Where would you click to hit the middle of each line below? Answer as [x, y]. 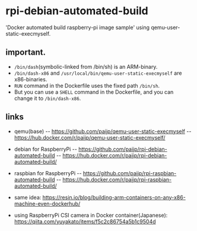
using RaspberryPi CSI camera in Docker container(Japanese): [91, 215]
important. [26, 53]
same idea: [28, 197]
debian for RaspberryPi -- [46, 149]
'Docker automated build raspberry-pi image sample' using [77, 27]
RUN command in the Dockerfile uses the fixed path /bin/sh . [87, 86]
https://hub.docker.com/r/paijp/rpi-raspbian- [117, 179]
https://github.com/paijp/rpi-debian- [123, 149]
